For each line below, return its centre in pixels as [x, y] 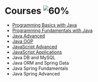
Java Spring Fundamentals [40, 68]
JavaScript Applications [37, 52]
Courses [23, 11]
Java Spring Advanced [36, 73]
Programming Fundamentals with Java [52, 30]
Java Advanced [28, 36]
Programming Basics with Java [44, 25]
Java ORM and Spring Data [40, 63]
